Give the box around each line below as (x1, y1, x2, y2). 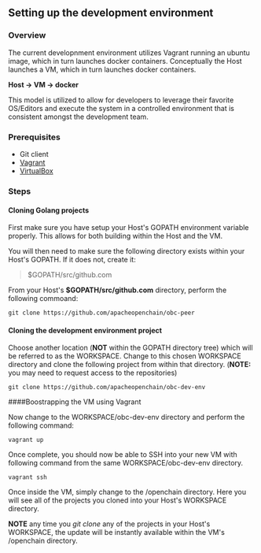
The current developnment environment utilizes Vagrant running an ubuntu (8, 47, 250, 58)
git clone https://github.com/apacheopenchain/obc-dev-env (8, 384, 206, 392)
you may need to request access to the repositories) (8, 368, 178, 377)
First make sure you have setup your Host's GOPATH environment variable (8, 223, 249, 232)
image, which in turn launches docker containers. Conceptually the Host (8, 56, 242, 65)
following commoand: (8, 294, 79, 303)
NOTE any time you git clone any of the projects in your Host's (8, 519, 211, 529)
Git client (19, 149, 49, 158)
